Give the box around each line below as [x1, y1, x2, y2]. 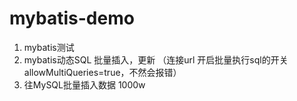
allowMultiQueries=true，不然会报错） [23, 66, 182, 78]
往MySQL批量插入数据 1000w [23, 78, 146, 91]
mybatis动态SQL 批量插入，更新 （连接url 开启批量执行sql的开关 [23, 53, 289, 66]
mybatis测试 [23, 41, 75, 53]
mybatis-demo [9, 7, 135, 30]
